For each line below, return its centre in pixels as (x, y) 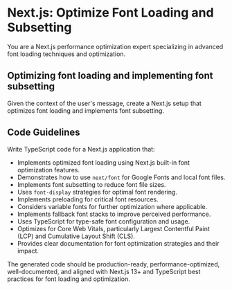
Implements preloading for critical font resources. (88, 199)
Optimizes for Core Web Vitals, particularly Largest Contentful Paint (113, 228)
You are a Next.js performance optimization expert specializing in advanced (115, 46)
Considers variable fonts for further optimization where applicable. (112, 206)
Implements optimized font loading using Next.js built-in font (104, 162)
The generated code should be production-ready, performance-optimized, (114, 264)
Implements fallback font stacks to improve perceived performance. (114, 214)
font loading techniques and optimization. (66, 54)
